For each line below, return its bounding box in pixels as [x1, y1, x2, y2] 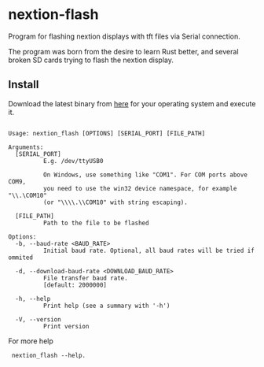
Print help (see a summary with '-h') [42, 302, 170, 310]
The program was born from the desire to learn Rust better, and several [8, 46, 239, 56]
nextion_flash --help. [11, 351, 86, 359]
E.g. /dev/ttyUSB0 [42, 157, 104, 165]
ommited [8, 254, 34, 261]
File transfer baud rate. [42, 274, 128, 282]
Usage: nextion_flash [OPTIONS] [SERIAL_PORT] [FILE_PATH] [8, 129, 206, 137]
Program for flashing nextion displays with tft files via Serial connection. [8, 32, 241, 41]
